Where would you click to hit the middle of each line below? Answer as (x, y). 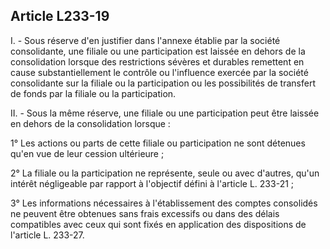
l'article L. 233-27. (47, 235)
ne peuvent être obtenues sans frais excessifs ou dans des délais (145, 213)
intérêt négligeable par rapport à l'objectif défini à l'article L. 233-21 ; (152, 183)
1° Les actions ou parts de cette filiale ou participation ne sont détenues (158, 143)
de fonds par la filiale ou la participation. (93, 93)
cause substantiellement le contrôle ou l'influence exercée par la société (159, 72)
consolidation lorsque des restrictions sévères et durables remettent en (157, 61)
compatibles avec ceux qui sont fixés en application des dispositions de (158, 224)
